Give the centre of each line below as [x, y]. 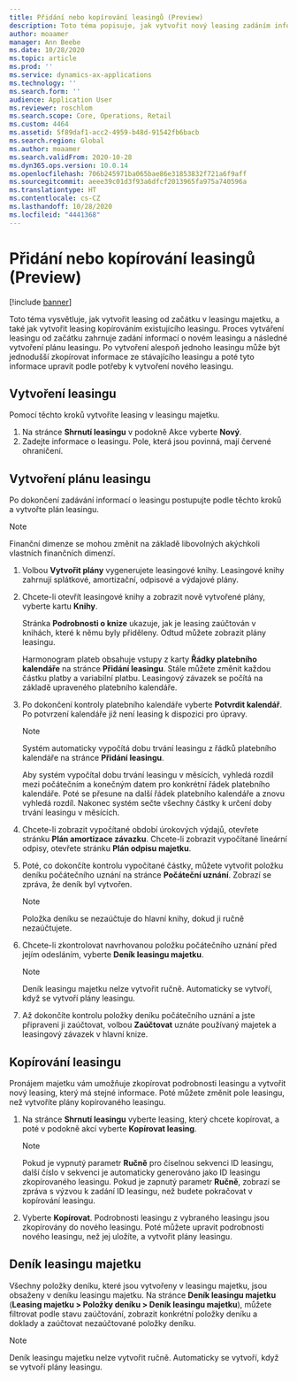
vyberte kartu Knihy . [60, 606]
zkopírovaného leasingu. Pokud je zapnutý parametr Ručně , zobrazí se [151, 1182]
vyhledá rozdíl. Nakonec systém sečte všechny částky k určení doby [147, 803]
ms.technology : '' [43, 83]
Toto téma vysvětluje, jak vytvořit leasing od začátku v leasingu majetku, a [145, 318]
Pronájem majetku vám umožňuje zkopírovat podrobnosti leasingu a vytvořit [148, 1083]
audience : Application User [61, 100]
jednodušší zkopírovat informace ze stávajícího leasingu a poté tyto [132, 357]
